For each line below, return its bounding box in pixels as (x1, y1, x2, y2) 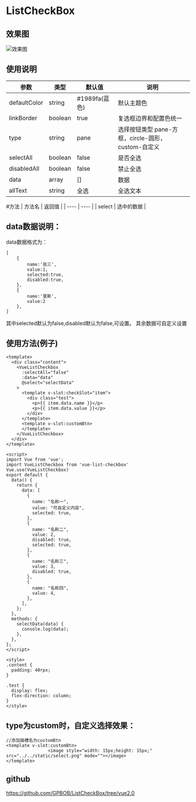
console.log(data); (21, 626, 69, 632)
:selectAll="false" (21, 370, 69, 376)
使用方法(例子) (6, 339, 58, 349)
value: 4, (32, 591, 57, 596)
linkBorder (9, 114, 37, 122)
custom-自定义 (117, 142, 160, 151)
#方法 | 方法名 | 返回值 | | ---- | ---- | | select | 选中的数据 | (6, 203, 146, 210)
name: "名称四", (32, 585, 69, 591)
